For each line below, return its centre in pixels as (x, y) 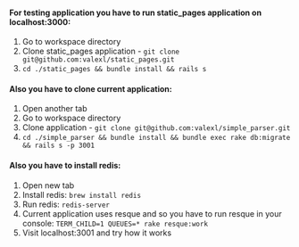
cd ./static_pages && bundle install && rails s (114, 70)
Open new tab (48, 185)
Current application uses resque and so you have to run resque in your (152, 213)
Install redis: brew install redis (81, 194)
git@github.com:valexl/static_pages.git (98, 60)
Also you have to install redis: (65, 165)
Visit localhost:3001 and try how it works (97, 233)
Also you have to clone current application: (91, 88)
